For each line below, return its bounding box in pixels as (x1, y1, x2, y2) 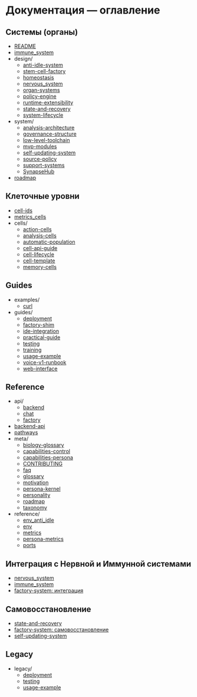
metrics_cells (14, 213, 47, 220)
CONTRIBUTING (22, 461, 63, 468)
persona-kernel (22, 485, 61, 492)
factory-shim (22, 321, 54, 328)
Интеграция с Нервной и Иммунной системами (5, 558, 192, 569)
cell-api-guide (22, 244, 58, 251)
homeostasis (22, 74, 54, 81)
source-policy (22, 156, 57, 162)
